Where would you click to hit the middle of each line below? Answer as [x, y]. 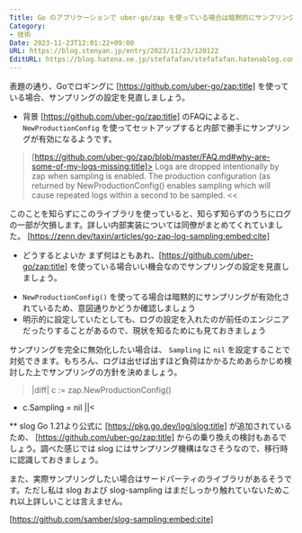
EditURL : [26, 59]
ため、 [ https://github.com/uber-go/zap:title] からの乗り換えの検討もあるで [148, 437]
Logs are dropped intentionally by [217, 166]
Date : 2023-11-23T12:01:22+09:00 [72, 43]
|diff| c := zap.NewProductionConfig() [102, 390]
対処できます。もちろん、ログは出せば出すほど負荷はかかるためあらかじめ [147, 361]
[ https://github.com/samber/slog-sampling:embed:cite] [111, 519]
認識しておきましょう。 [60, 460]
